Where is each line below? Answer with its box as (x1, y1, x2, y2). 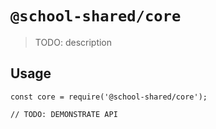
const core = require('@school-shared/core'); (10, 92, 208, 102)
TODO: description (34, 36, 113, 48)
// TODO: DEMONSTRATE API (10, 109, 118, 119)
